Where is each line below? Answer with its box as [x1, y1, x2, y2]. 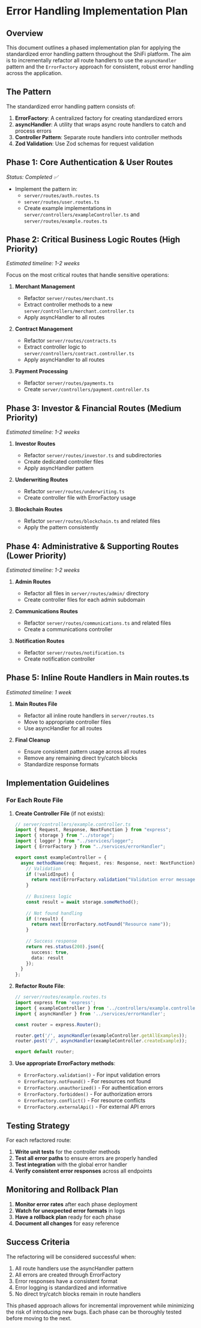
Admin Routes [14, 578, 51, 586]
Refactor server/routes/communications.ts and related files [23, 619, 172, 626]
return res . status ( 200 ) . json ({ [26, 943, 104, 949]
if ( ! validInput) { [26, 871, 75, 877]
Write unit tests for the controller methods [14, 1148, 121, 1155]
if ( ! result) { [26, 916, 64, 922]
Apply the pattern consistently [23, 524, 99, 531]
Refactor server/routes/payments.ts [23, 379, 114, 386]
